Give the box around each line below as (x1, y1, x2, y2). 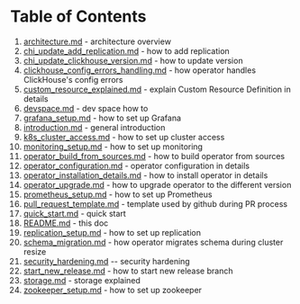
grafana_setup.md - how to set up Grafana (23, 112, 182, 123)
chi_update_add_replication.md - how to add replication (23, 45, 231, 56)
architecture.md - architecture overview (23, 36, 172, 47)
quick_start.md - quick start (23, 208, 127, 219)
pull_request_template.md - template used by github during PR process (23, 198, 287, 209)
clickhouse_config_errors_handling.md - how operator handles (23, 65, 256, 76)
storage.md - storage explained (23, 274, 141, 285)
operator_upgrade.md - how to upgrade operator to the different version (23, 179, 292, 190)
